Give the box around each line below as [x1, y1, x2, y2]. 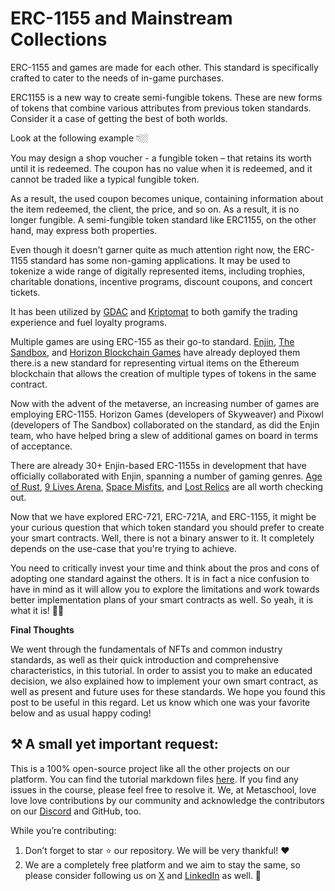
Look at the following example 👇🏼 [10, 132, 150, 144]
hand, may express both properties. [10, 224, 158, 236]
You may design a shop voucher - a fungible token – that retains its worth [10, 152, 312, 164]
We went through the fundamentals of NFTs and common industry [10, 643, 283, 655]
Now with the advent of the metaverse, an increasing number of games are [10, 397, 320, 409]
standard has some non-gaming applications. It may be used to [29, 254, 291, 266]
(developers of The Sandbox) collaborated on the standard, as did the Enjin [10, 418, 320, 431]
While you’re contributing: [10, 824, 117, 836]
